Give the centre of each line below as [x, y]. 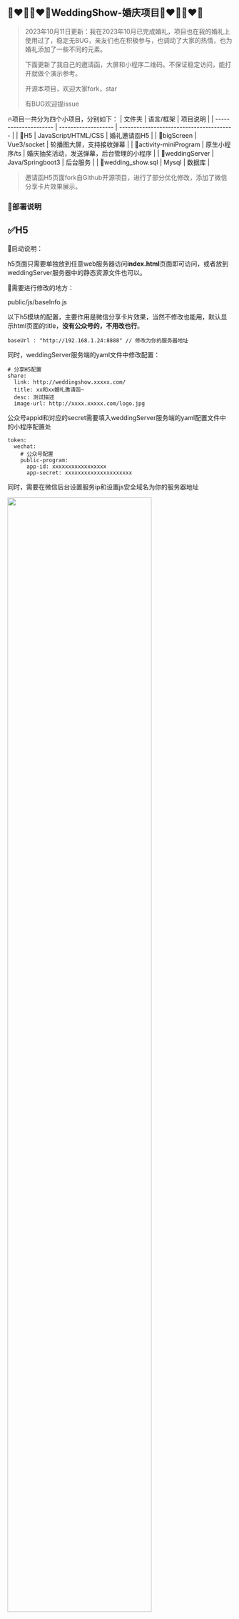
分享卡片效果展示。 [53, 186]
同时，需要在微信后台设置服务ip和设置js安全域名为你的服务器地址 [103, 487]
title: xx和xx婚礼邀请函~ [49, 389]
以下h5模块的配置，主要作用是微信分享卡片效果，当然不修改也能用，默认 [114, 317]
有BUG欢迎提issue [52, 104]
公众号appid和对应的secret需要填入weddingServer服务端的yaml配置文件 [114, 417]
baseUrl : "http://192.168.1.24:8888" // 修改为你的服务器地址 [98, 340]
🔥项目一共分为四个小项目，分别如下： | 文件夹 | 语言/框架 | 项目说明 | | [111, 119]
